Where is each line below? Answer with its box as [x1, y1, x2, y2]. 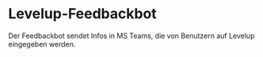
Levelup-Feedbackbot [8, 5, 157, 23]
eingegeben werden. [8, 39, 76, 48]
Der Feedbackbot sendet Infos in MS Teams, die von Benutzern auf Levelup [8, 31, 255, 40]
